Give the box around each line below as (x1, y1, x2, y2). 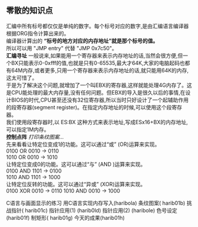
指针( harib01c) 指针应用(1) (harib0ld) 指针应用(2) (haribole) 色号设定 (11, 206, 177, 214)
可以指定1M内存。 (6, 126, 50, 133)
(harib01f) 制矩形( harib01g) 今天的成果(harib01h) (6, 214, 125, 221)
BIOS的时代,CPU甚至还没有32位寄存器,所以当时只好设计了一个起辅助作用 (11, 96, 189, 103)
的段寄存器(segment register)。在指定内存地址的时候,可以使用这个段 (6, 103, 173, 111)
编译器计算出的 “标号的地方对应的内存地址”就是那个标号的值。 (6, 37, 158, 44)
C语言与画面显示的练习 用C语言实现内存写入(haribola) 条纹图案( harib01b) (6, 199, 186, 206)
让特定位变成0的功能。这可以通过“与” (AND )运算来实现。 (6, 160, 146, 167)
